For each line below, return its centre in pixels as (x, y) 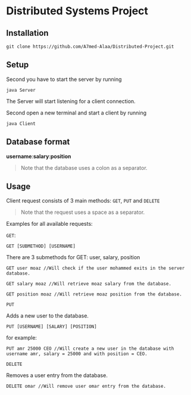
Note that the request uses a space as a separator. (83, 212)
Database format (38, 142)
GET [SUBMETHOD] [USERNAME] (41, 246)
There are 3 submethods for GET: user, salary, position (73, 257)
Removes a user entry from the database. (57, 375)
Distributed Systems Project (77, 11)
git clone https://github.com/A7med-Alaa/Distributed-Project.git (90, 46)
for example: (22, 338)
